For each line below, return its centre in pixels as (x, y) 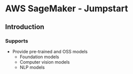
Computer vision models (45, 62)
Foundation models (39, 57)
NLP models (32, 67)
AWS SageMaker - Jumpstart (66, 9)
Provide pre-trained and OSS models (50, 51)
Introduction (25, 27)
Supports (17, 41)
